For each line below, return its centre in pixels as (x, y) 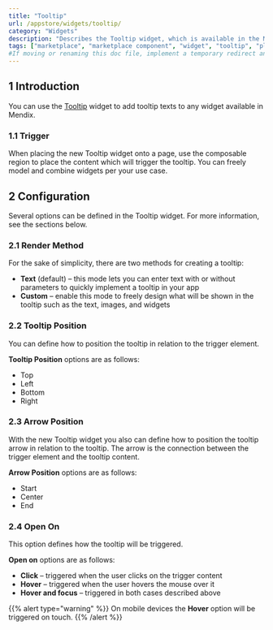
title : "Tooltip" (38, 16)
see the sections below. (48, 224)
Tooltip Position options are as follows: (74, 359)
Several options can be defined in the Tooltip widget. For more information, (134, 215)
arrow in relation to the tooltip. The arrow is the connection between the (129, 448)
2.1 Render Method (46, 245)
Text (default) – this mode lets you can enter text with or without (128, 279)
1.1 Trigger (29, 136)
